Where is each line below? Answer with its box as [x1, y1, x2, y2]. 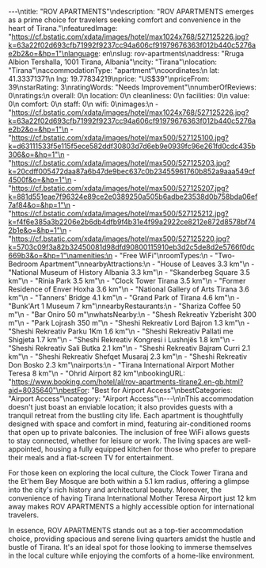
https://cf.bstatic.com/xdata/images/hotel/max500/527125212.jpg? [11, 209, 229, 218]
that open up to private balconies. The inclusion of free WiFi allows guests [8, 428, 250, 436]
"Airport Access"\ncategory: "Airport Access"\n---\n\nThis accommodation [8, 394, 254, 403]
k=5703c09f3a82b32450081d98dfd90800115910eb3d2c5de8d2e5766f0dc [8, 242, 255, 252]
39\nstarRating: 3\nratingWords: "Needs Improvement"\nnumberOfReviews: [8, 82, 257, 92]
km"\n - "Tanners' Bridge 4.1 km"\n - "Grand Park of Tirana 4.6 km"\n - [8, 293, 240, 302]
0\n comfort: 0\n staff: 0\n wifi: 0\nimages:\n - [8, 99, 159, 109]
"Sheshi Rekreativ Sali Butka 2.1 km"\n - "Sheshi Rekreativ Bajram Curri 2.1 [8, 344, 251, 353]
